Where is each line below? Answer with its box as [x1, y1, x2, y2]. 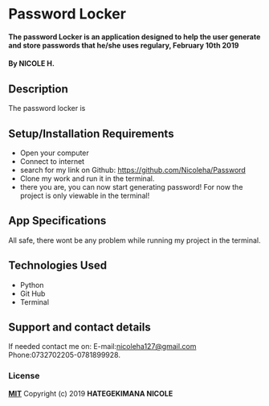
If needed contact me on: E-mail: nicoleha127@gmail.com [8, 342, 197, 351]
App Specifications [8, 214, 107, 228]
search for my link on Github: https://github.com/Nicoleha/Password [19, 166, 247, 174]
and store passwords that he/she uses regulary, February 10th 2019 [8, 40, 239, 50]
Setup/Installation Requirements [8, 126, 174, 141]
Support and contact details [8, 321, 151, 334]
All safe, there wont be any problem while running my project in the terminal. [8, 235, 261, 245]
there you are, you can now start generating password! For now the [19, 182, 243, 191]
